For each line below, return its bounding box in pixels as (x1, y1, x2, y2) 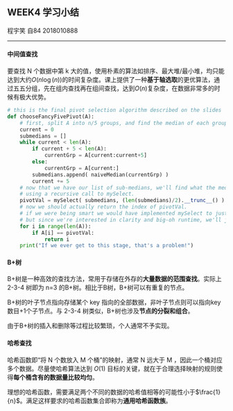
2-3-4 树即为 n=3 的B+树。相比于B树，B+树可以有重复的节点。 (7, 283, 189, 292)
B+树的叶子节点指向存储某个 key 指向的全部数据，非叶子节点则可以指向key (7, 298, 221, 307)
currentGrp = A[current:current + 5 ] (44, 152, 148, 159)
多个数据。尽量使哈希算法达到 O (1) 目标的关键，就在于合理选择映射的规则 (7, 364, 217, 373)
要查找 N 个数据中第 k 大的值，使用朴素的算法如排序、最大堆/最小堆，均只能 (7, 67, 225, 75)
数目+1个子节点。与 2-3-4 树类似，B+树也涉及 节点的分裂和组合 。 (7, 307, 194, 315)
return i (44, 235, 70, 243)
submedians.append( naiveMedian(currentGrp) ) (32, 171, 169, 178)
